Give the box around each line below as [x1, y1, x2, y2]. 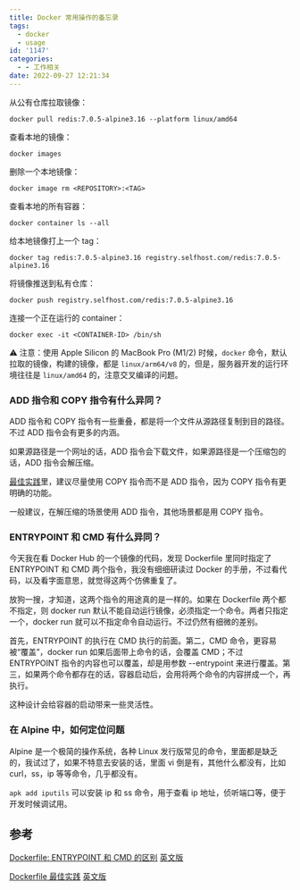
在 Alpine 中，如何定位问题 [9, 724, 125, 736]
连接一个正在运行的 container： [9, 312, 125, 323]
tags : [9, 21, 29, 30]
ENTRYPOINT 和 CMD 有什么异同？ [9, 531, 162, 543]
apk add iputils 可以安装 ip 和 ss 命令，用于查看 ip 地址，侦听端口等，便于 [9, 787, 287, 798]
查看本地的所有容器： [9, 200, 87, 211]
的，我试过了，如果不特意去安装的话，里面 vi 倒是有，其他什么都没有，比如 [9, 757, 287, 768]
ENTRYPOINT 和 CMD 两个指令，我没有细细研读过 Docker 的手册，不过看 [9, 564, 279, 575]
